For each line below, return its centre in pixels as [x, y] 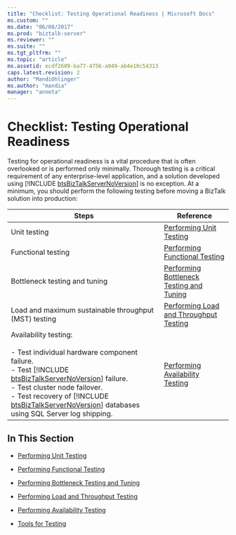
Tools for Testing [42, 523]
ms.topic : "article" [38, 60]
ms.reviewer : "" [31, 40]
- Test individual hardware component [74, 352]
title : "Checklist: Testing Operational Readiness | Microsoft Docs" [111, 14]
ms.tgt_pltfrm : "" [34, 53]
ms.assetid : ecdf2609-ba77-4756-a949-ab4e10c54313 [83, 66]
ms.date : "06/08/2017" [40, 27]
